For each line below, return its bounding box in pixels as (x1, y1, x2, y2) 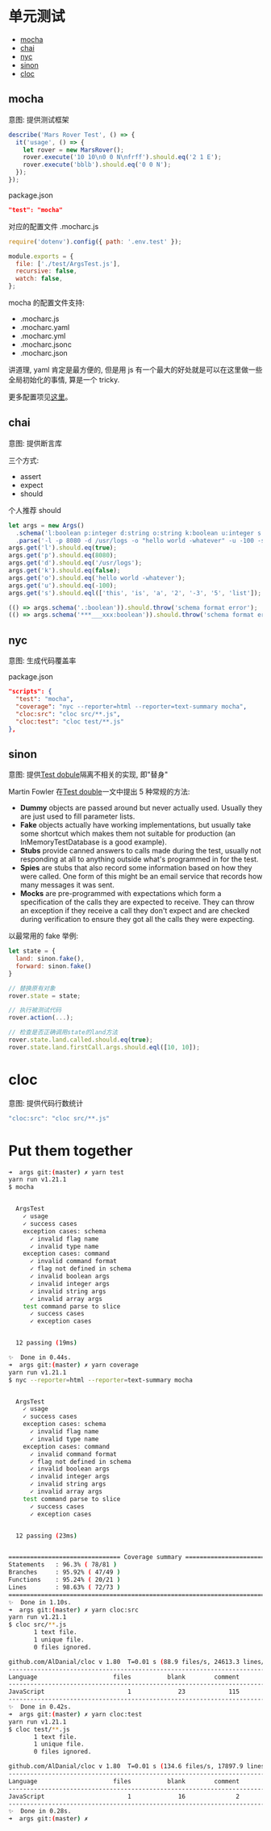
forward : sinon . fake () (15, 961, 92, 970)
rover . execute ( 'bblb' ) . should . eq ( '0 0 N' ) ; (23, 161, 172, 169)
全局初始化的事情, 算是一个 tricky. (8, 375, 120, 384)
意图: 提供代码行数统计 (8, 1098, 83, 1107)
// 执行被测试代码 (8, 1006, 62, 1015)
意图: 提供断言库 (8, 438, 62, 448)
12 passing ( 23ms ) (15, 1532, 78, 1540)
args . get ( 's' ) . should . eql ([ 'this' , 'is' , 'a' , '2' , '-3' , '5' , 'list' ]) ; (8, 589, 262, 597)
